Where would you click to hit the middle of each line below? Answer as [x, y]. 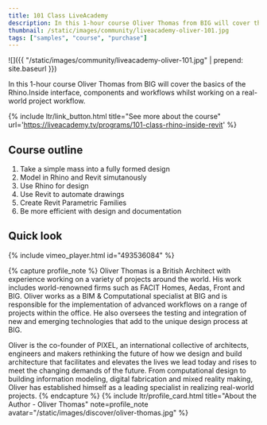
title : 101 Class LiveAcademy [58, 15]
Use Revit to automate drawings [72, 195]
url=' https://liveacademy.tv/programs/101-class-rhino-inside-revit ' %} [122, 125]
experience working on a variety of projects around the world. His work [125, 279]
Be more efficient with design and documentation [101, 211]
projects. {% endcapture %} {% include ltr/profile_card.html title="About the [132, 396]
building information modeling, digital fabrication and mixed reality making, [130, 379]
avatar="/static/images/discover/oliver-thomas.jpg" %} [99, 412]
